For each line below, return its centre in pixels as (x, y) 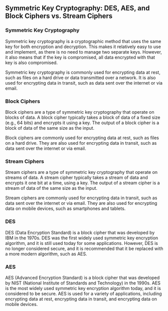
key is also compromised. (32, 63)
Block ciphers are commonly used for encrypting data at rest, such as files (82, 138)
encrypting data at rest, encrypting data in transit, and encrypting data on (81, 299)
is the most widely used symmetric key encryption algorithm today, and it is (83, 288)
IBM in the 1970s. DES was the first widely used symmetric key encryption (82, 238)
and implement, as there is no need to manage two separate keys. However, (83, 52)
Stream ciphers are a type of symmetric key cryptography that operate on (81, 172)
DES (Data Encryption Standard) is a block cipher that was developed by (80, 232)
